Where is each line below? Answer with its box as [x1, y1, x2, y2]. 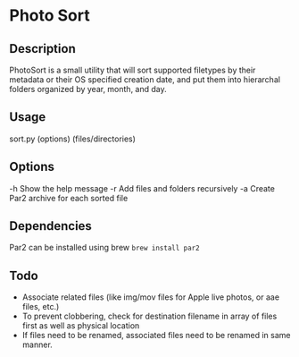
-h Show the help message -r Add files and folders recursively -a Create [9, 183, 275, 193]
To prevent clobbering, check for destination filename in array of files [21, 310, 278, 322]
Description [9, 41, 76, 56]
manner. [21, 339, 54, 350]
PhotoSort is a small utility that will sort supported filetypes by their [9, 64, 256, 75]
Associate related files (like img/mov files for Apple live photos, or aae [21, 292, 279, 302]
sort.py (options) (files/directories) [9, 133, 137, 144]
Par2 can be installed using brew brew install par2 [9, 242, 200, 253]
